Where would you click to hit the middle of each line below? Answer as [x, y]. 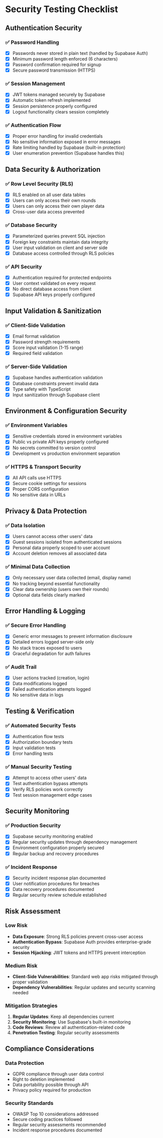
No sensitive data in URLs [39, 495]
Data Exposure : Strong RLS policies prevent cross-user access [78, 936]
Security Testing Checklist [62, 9]
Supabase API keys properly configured [54, 295]
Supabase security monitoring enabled [52, 836]
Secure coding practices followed [47, 1119]
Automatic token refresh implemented [52, 100]
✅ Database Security [31, 225]
